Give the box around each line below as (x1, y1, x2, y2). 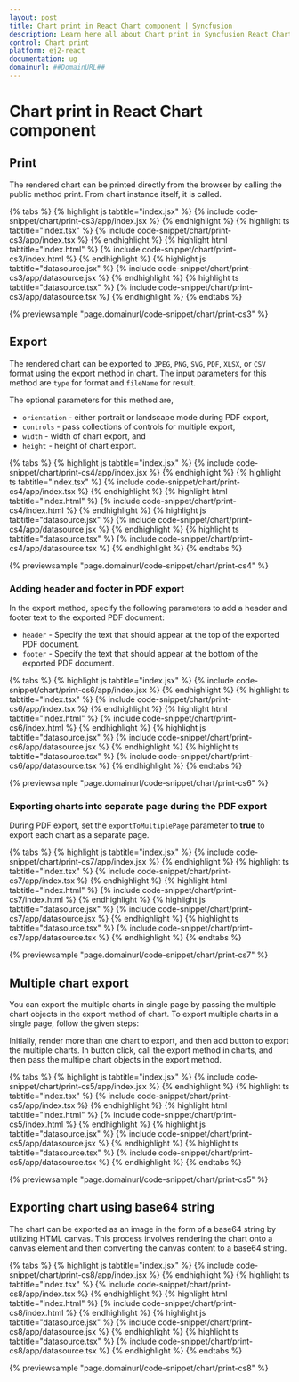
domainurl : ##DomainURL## (9, 63, 105, 72)
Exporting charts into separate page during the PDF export (9, 799, 268, 812)
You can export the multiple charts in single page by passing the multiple (9, 999, 277, 1010)
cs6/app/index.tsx (9, 703, 76, 714)
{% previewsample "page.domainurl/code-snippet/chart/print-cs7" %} (9, 949, 269, 960)
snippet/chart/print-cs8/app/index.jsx (9, 1269, 147, 1280)
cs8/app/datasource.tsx (9, 1345, 97, 1356)
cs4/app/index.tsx (9, 485, 76, 496)
